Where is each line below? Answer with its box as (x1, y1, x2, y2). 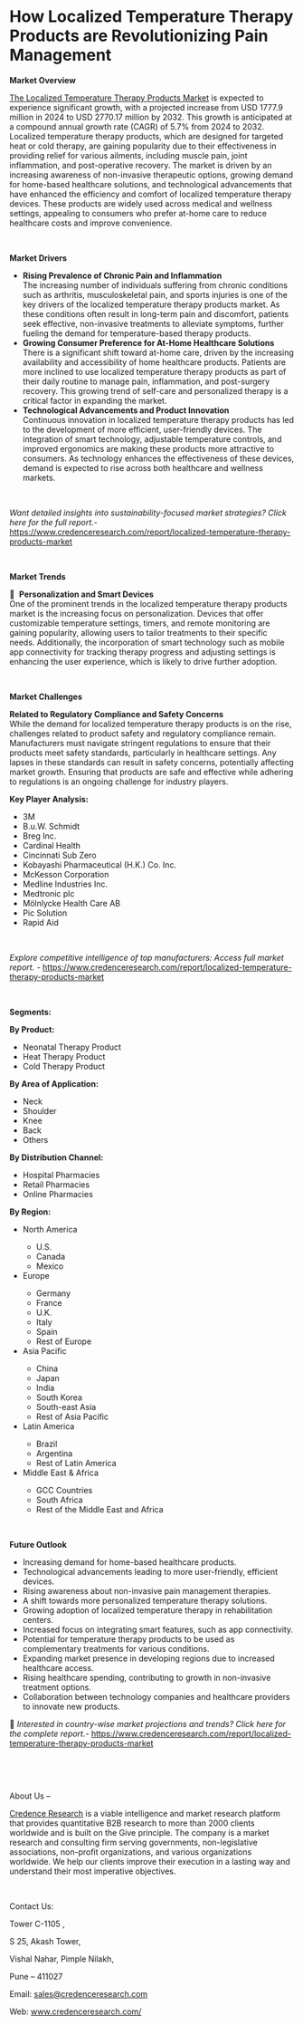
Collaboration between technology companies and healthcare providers (22, 1691, 291, 1702)
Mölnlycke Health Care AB (22, 897, 121, 908)
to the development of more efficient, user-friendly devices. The (22, 424, 262, 435)
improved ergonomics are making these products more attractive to (22, 443, 274, 454)
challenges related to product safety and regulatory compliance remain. (9, 727, 277, 739)
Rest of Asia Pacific (35, 1411, 109, 1422)
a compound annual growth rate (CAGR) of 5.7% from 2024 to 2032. (9, 120, 265, 132)
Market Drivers (9, 252, 68, 264)
